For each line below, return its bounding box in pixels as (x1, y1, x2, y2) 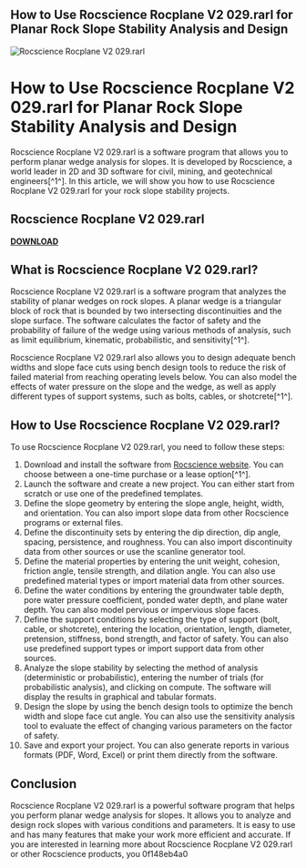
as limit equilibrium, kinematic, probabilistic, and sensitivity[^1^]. (10, 334, 250, 345)
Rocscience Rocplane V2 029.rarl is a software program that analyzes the (10, 286, 287, 297)
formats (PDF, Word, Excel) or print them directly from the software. (23, 750, 279, 761)
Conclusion (10, 776, 77, 791)
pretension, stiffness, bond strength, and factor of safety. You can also (23, 633, 290, 645)
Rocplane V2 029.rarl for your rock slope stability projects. (10, 185, 230, 196)
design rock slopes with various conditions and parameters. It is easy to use (10, 820, 296, 830)
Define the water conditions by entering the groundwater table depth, (23, 585, 285, 596)
